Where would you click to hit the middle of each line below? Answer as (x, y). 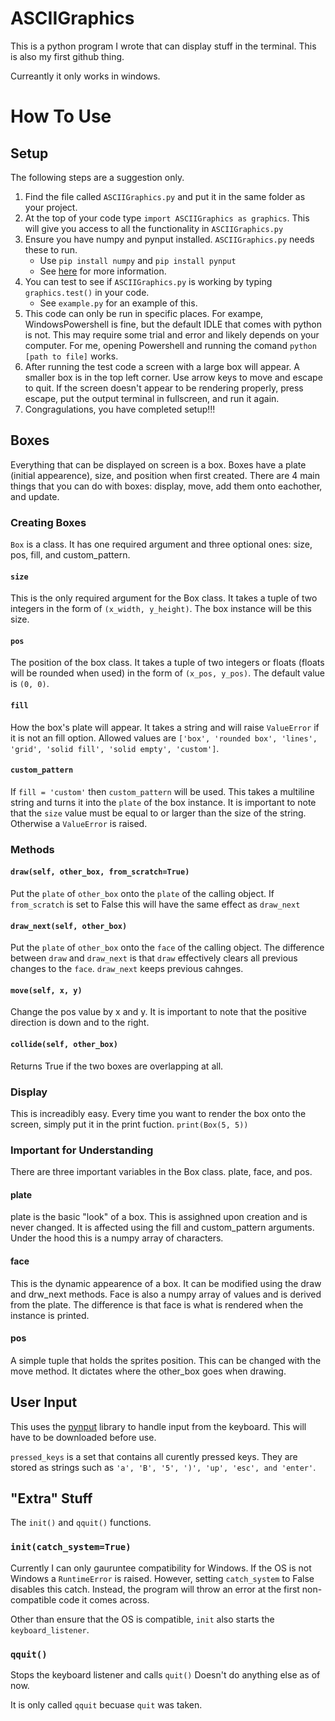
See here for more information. (103, 271)
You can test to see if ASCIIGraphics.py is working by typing (148, 281)
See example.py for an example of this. (118, 303)
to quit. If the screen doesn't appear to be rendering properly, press (164, 388)
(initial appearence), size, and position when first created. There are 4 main (165, 475)
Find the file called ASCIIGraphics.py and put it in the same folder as (165, 196)
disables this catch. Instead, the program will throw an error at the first (155, 1589)
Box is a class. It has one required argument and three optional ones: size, (161, 544)
